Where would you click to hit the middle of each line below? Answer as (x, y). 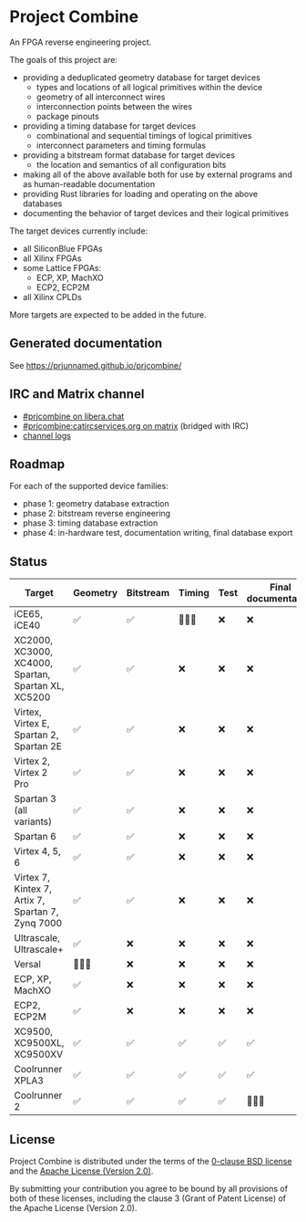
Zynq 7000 (38, 924)
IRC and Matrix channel (77, 394)
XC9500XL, (39, 1043)
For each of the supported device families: (89, 486)
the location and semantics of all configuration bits (131, 164)
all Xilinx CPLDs (52, 297)
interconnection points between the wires (114, 106)
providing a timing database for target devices (109, 126)
